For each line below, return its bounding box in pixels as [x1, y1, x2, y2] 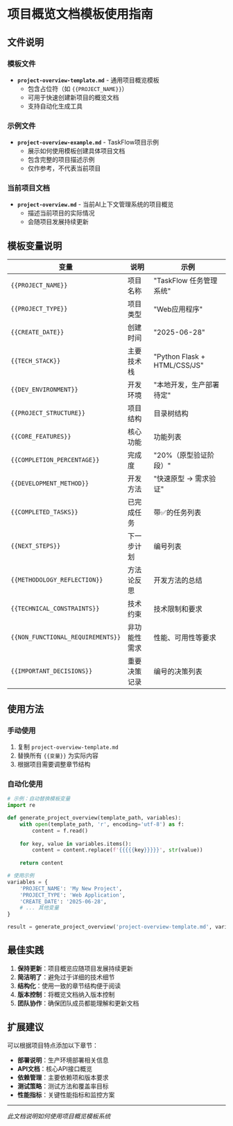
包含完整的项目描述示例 [27, 156, 95, 164]
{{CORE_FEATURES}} [10, 432, 71, 441]
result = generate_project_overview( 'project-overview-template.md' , [7, 924, 213, 931]
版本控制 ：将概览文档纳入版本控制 [17, 990, 115, 998]
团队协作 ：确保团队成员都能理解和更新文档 [17, 999, 139, 1007]
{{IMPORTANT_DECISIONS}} [10, 667, 93, 675]
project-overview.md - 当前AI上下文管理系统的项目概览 [17, 200, 174, 209]
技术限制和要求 [153, 604, 202, 614]
